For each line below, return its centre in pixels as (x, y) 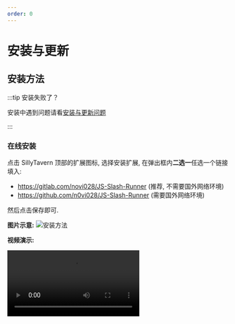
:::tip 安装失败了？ (33, 97)
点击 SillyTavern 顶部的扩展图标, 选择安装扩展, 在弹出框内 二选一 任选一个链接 (118, 162)
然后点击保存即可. (33, 210)
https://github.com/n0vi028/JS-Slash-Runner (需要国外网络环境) (111, 195)
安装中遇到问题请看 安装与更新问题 (57, 112)
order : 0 (20, 14)
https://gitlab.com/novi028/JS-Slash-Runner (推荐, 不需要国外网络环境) (121, 186)
